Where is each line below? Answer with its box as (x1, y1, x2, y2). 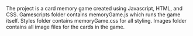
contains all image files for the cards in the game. (6, 23, 125, 30)
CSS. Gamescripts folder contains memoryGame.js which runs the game (6, 11, 181, 18)
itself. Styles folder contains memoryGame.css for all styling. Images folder (6, 17, 187, 24)
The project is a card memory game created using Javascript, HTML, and (6, 5, 183, 12)
